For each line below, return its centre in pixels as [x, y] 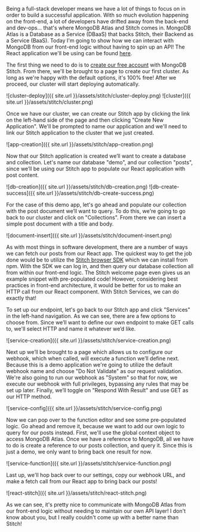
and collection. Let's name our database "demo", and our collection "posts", [99, 162]
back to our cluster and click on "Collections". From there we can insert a [96, 217]
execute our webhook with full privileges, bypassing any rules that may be [98, 384]
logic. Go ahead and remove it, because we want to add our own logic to [96, 426]
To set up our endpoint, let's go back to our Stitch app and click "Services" [98, 309]
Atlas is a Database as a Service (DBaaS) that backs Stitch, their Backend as [100, 34]
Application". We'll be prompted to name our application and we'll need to [97, 126]
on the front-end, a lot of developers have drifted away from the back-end [97, 21]
